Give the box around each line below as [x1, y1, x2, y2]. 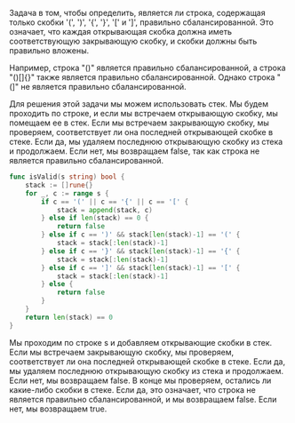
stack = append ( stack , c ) [56, 205, 153, 214]
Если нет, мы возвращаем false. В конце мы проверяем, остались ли [9, 375, 272, 386]
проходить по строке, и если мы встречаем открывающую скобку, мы [9, 108, 278, 118]
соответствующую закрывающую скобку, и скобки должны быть [9, 36, 258, 46]
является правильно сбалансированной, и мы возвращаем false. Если [9, 394, 277, 404]
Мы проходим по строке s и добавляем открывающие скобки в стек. [9, 337, 273, 347]
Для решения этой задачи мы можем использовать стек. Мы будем [9, 99, 269, 109]
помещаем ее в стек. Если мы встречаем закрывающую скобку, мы [9, 117, 269, 128]
